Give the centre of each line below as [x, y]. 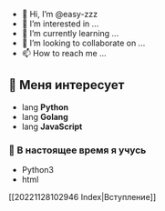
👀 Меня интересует [67, 85]
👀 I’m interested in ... [60, 24]
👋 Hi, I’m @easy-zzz [60, 14]
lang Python [45, 107]
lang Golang [45, 116]
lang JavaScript [52, 126]
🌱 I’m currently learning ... [70, 33]
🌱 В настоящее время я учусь [77, 150]
